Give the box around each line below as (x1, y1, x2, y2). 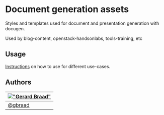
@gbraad (8, 101, 30, 108)
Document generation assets (5, 4, 129, 15)
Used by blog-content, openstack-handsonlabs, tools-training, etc (5, 35, 142, 41)
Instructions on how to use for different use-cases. (5, 63, 111, 69)
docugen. (5, 25, 25, 31)
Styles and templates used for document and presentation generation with (5, 20, 159, 26)
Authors (5, 78, 32, 87)
